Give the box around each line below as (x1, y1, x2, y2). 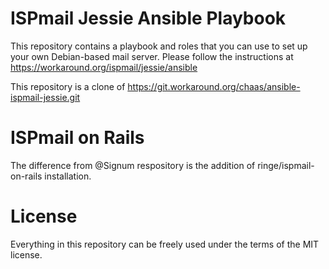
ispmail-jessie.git (10, 91, 81, 103)
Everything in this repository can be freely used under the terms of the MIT (10, 238, 320, 250)
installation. (44, 170, 92, 182)
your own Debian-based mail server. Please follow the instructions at (10, 50, 294, 62)
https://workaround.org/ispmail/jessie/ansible (10, 61, 198, 73)
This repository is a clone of (10, 80, 126, 92)
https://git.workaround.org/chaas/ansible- (127, 80, 301, 92)
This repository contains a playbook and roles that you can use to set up (10, 40, 308, 52)
